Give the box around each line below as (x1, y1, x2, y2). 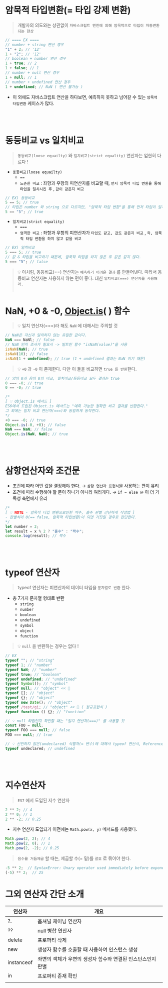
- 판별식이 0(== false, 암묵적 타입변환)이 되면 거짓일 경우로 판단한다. (5, 514, 137, 520)
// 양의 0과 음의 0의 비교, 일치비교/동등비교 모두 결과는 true (5, 376, 120, 381)
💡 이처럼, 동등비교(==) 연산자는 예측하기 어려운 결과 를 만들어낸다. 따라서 (17, 269, 157, 275)
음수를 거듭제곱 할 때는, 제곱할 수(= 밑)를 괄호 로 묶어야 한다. (17, 855, 131, 861)
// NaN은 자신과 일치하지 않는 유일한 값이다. (5, 333, 87, 338)
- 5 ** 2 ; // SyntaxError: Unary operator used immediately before (5, 865, 149, 870)
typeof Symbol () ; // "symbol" (5, 681, 68, 686)
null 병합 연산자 (37, 927, 72, 934)
